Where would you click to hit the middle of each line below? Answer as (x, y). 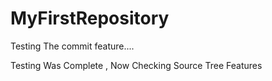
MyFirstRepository (90, 18)
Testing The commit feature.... (72, 46)
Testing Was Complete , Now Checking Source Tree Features (136, 65)
